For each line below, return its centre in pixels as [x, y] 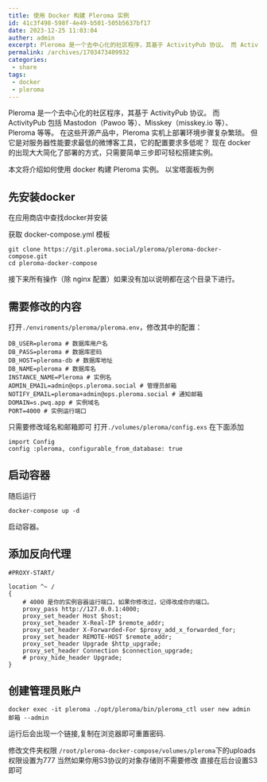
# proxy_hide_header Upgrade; [73, 657]
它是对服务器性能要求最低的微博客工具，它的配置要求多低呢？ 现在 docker [130, 143]
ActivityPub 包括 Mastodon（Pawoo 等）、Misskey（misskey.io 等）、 [120, 123]
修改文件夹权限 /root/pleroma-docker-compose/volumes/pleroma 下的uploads [132, 750]
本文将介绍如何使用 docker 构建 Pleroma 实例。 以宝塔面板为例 [111, 169]
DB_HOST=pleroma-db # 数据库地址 [60, 360]
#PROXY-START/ [32, 572]
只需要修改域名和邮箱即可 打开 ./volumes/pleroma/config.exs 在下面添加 [126, 427]
